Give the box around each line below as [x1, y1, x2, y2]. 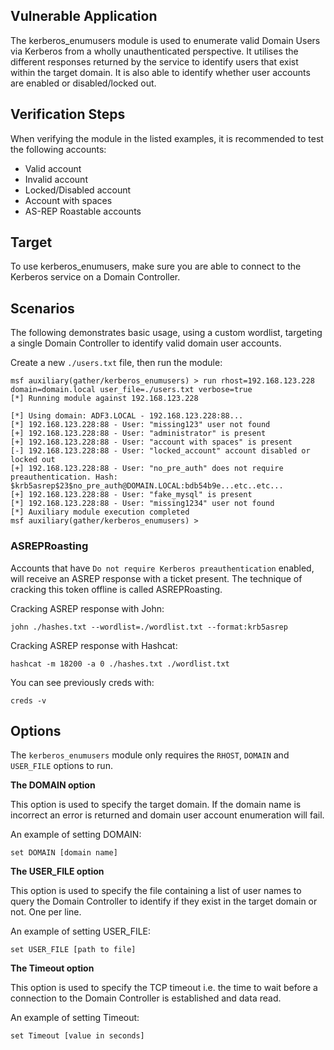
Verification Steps [10, 106, 126, 123]
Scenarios [10, 300, 75, 317]
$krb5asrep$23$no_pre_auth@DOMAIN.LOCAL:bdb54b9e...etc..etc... [10, 481, 284, 491]
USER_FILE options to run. [10, 760, 113, 772]
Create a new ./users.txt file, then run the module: [10, 357, 223, 369]
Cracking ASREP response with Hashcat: [10, 639, 178, 651]
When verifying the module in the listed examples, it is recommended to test [10, 132, 324, 144]
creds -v [10, 695, 47, 706]
